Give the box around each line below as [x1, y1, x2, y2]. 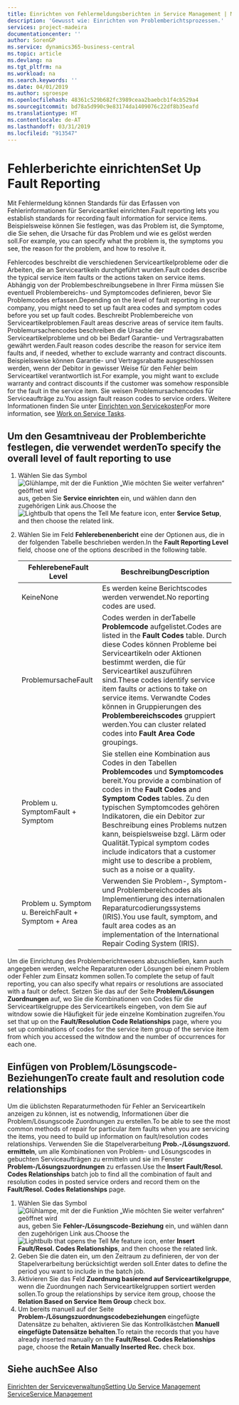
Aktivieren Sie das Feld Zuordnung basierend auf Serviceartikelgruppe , [17, 1274, 231, 1283]
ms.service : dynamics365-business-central [7, 43, 135, 51]
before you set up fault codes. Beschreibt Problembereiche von [7, 311, 193, 320]
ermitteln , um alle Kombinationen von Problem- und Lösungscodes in [7, 1147, 212, 1156]
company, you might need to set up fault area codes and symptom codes [7, 303, 222, 312]
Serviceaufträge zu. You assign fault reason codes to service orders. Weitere [7, 395, 231, 403]
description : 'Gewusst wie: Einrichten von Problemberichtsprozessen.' [7, 17, 224, 24]
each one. [7, 1040, 37, 1049]
